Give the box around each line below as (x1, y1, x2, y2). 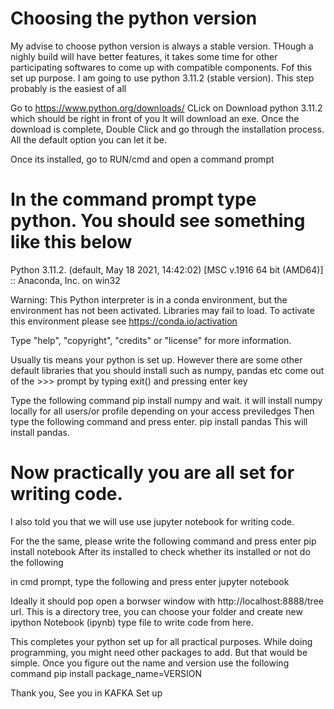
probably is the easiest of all (10, 82, 127, 94)
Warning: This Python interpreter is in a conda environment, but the (10, 293, 288, 306)
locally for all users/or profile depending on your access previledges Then (10, 405, 315, 417)
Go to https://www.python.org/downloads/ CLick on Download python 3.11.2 (10, 102, 323, 114)
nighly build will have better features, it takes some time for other (10, 50, 278, 62)
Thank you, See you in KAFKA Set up (10, 687, 163, 699)
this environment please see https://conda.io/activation (10, 315, 238, 327)
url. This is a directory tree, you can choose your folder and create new (10, 605, 303, 617)
